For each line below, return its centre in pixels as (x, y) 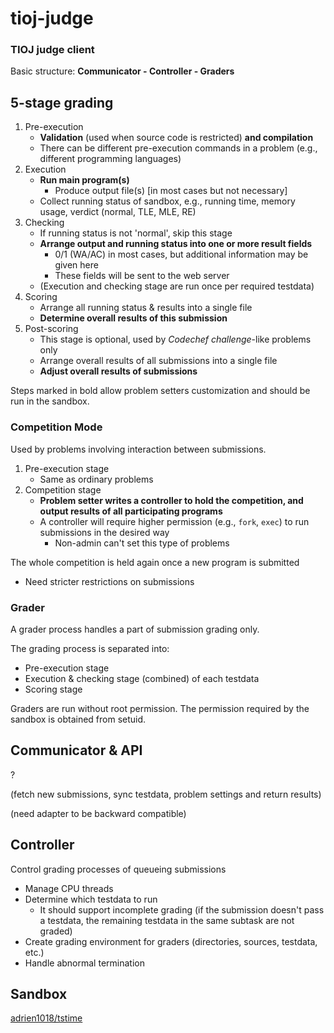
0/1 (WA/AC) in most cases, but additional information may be (181, 254)
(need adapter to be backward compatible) (98, 813)
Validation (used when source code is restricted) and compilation (176, 138)
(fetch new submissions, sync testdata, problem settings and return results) (166, 794)
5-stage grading (62, 102)
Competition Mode (56, 427)
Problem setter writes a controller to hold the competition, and (171, 500)
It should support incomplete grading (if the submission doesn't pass (182, 909)
